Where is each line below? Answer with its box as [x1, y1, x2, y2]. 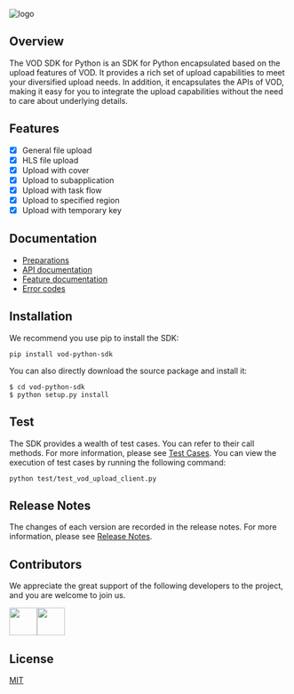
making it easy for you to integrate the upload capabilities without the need [9, 85, 284, 97]
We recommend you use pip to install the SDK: [9, 332, 179, 343]
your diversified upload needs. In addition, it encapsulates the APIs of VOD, [9, 76, 284, 87]
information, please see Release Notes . [9, 531, 153, 542]
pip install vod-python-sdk [9, 349, 114, 359]
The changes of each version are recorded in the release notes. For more [9, 522, 277, 532]
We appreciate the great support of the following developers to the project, [9, 580, 284, 591]
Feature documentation [21, 274, 108, 284]
